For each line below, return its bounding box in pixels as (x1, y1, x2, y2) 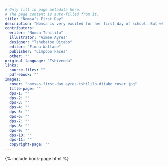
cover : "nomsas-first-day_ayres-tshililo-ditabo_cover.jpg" (9, 81, 137, 86)
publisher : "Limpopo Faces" (9, 49, 68, 54)
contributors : (5, 26, 35, 31)
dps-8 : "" (9, 123, 30, 128)
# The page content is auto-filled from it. (5, 12, 99, 17)
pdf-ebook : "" (9, 72, 39, 77)
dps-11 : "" (9, 137, 32, 142)
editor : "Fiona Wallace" (9, 44, 61, 49)
